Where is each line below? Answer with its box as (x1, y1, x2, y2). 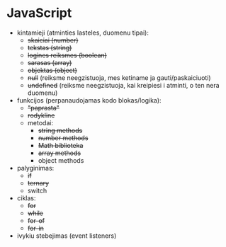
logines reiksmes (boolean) (27, 51, 107, 59)
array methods (38, 149, 81, 157)
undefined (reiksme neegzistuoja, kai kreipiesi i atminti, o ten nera (27, 81, 220, 89)
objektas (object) (27, 66, 77, 74)
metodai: (27, 118, 54, 127)
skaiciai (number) (27, 35, 79, 44)
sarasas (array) (27, 58, 72, 67)
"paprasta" (27, 103, 60, 112)
